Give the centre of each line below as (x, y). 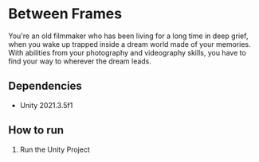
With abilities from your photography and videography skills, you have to (128, 52)
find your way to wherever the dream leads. (80, 61)
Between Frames (65, 14)
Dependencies (45, 86)
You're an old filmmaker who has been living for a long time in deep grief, (128, 36)
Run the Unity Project (55, 149)
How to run (36, 131)
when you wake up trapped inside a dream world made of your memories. (129, 44)
